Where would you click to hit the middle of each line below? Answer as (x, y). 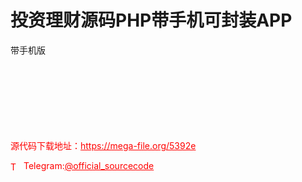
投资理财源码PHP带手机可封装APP (151, 20)
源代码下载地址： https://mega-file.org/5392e (103, 145)
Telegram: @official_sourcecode (89, 165)
